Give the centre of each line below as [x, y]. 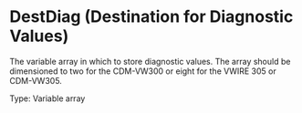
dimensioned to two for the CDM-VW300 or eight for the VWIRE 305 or [143, 71]
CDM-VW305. [36, 80]
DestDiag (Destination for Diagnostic [151, 17]
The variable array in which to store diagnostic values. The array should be [150, 61]
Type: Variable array [47, 98]
